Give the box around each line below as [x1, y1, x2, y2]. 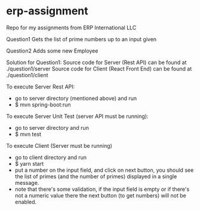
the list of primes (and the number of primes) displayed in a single [14, 172, 177, 180]
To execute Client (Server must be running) [6, 142, 112, 149]
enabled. [14, 198, 37, 205]
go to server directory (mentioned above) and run [14, 95, 137, 102]
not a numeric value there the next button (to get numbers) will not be [14, 191, 186, 199]
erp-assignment [6, 4, 88, 18]
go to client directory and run [14, 154, 87, 161]
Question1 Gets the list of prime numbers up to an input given [6, 35, 157, 42]
